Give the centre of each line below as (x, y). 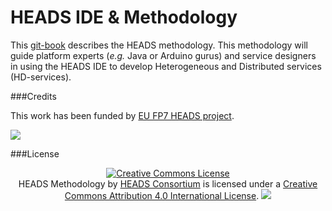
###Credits (33, 96)
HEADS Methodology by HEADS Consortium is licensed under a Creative (168, 183)
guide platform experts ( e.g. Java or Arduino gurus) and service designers (163, 55)
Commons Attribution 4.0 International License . (162, 195)
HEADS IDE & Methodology (124, 17)
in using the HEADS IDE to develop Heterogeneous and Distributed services (166, 66)
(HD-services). (41, 77)
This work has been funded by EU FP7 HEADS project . (122, 115)
